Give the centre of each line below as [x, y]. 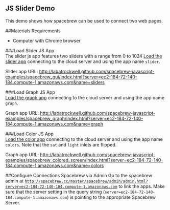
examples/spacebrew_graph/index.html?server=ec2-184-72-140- [74, 118]
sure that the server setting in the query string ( [55, 192]
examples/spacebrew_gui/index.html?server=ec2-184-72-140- [71, 77]
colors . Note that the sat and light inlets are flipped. [61, 144]
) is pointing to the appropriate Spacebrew [112, 197]
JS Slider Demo [30, 8]
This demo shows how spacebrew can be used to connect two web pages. [84, 20]
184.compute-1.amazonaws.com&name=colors [55, 165]
